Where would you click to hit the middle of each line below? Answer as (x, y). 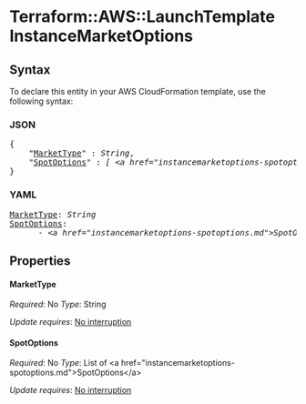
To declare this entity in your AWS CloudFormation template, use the (138, 91)
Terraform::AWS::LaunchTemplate (143, 17)
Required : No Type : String (58, 304)
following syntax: (41, 101)
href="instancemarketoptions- (178, 363)
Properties (40, 261)
